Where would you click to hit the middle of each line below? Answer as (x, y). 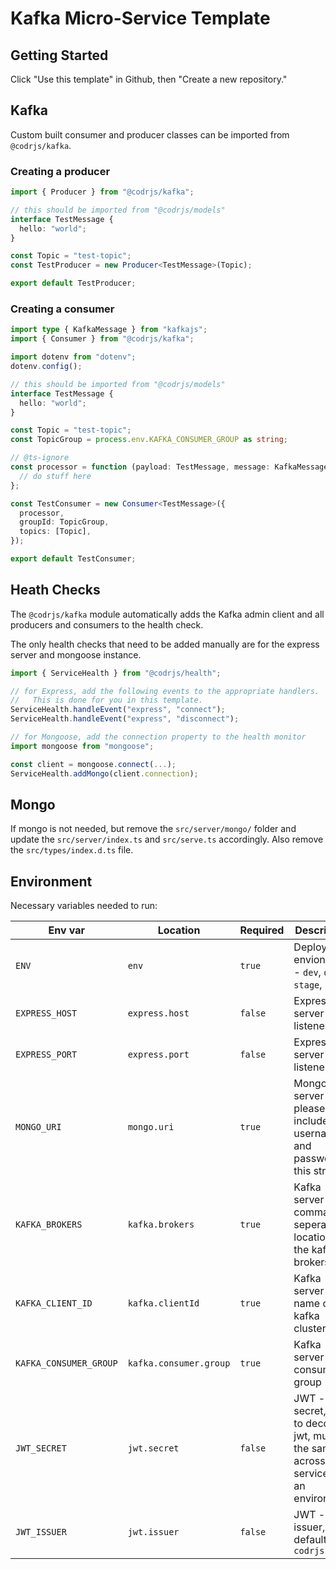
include (311, 1121)
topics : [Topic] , (55, 532)
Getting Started (59, 55)
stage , (308, 985)
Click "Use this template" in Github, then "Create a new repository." (149, 79)
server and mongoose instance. (76, 654)
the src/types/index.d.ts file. (72, 850)
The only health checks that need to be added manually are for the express (165, 644)
